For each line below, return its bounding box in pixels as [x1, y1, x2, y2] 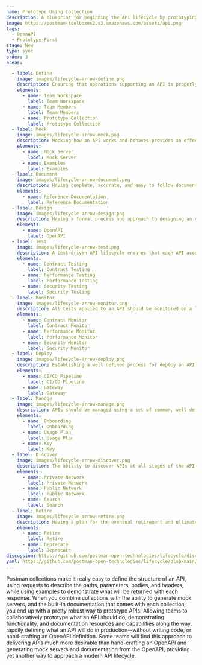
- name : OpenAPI [22, 227, 63, 234]
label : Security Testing [28, 289, 90, 295]
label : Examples [28, 165, 69, 172]
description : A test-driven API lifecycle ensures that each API [17, 250, 185, 256]
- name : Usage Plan [22, 429, 71, 435]
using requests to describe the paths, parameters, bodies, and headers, [6, 581, 184, 588]
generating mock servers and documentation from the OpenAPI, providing [6, 645, 191, 652]
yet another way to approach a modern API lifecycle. [6, 652, 136, 659]
